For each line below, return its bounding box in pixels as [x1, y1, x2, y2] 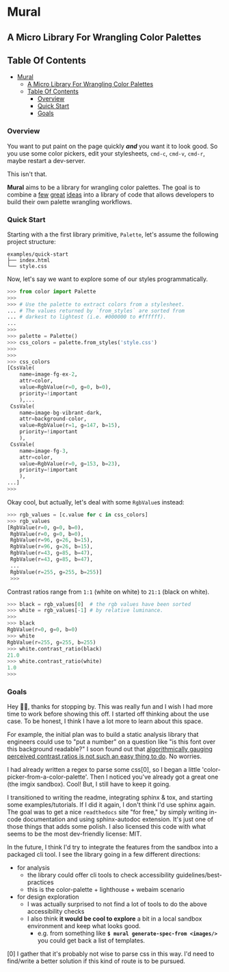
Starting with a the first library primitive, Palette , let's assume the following [7, 230, 219, 239]
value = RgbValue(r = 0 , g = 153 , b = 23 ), [19, 460, 121, 467]
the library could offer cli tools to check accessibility [27, 871, 175, 879]
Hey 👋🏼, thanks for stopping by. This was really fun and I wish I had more [7, 703, 213, 711]
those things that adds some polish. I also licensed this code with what [7, 823, 206, 831]
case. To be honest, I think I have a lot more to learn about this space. [7, 717, 203, 725]
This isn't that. [7, 169, 48, 178]
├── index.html [7, 256, 51, 264]
